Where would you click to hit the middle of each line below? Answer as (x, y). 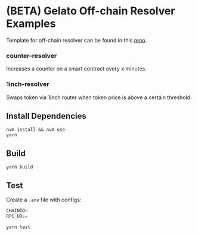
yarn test (18, 227)
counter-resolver (32, 56)
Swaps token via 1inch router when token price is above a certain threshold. (99, 97)
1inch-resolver (28, 84)
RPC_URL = (17, 216)
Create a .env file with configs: (44, 200)
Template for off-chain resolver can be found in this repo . (77, 40)
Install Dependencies (46, 116)
